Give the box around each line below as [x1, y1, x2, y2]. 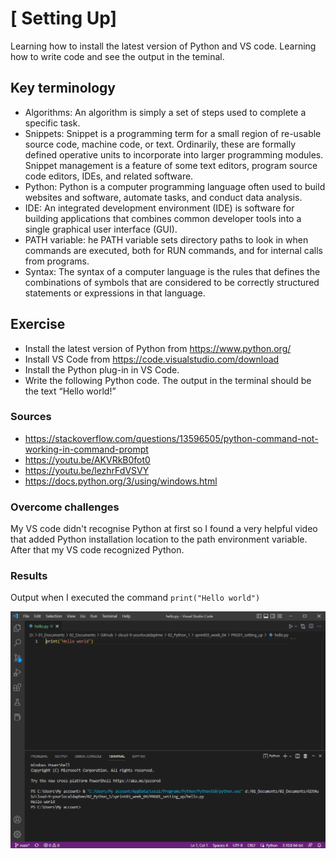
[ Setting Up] [10, 7, 118, 30]
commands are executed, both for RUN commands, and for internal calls [24, 244, 323, 256]
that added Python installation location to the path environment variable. [10, 533, 308, 546]
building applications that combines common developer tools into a [24, 212, 302, 224]
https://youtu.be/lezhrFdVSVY [24, 464, 150, 476]
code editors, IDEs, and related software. [24, 170, 194, 182]
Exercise [10, 316, 66, 333]
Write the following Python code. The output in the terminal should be [24, 374, 312, 386]
